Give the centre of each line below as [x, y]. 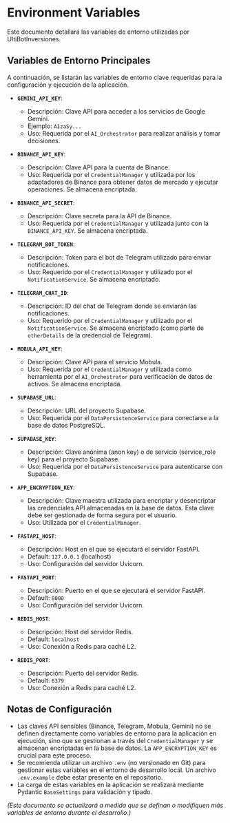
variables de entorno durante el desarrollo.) [69, 812]
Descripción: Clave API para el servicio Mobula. [95, 362]
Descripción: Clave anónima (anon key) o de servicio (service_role [122, 452]
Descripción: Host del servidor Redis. [80, 632]
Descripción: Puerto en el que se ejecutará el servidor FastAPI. [116, 590]
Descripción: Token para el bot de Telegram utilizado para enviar [119, 257]
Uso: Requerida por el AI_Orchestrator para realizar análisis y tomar [124, 133]
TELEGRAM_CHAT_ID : [43, 292]
